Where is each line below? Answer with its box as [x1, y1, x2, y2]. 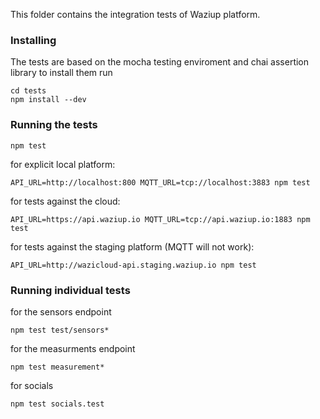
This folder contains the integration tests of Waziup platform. [10, 9, 261, 20]
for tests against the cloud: [10, 195, 121, 207]
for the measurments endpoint [10, 342, 136, 354]
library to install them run [10, 67, 113, 79]
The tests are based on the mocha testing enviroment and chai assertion [10, 56, 310, 68]
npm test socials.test [10, 399, 105, 409]
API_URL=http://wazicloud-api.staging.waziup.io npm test [10, 260, 257, 270]
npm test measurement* [10, 362, 105, 372]
